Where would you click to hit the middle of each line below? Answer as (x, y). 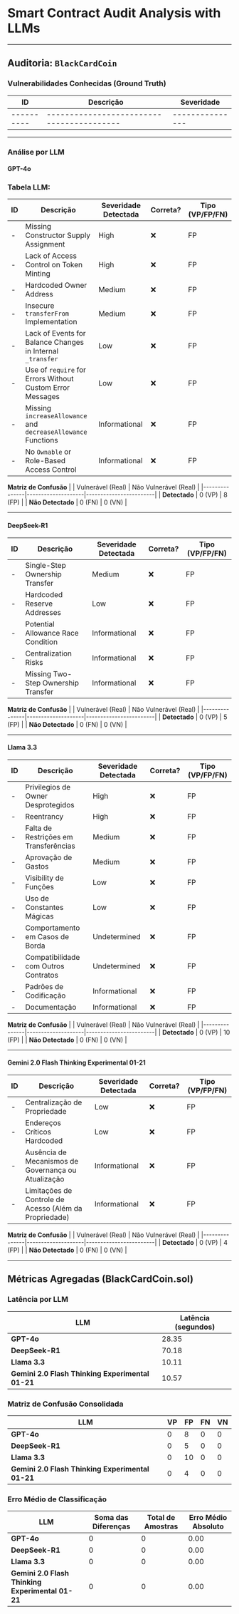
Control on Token (54, 265)
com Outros (45, 966)
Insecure (40, 306)
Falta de (38, 828)
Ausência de (46, 1152)
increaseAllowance (56, 416)
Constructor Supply (58, 235)
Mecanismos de (52, 1162)
